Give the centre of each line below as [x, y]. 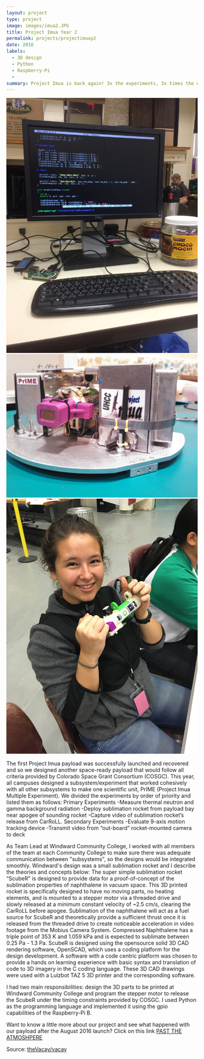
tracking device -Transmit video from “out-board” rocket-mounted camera [99, 828]
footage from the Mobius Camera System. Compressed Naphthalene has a [100, 930]
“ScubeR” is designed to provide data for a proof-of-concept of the [90, 879]
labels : [16, 52]
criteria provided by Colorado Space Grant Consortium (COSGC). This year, [101, 777]
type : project [24, 19]
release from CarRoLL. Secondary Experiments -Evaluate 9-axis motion [96, 822]
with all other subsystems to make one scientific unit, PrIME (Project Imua [98, 789]
